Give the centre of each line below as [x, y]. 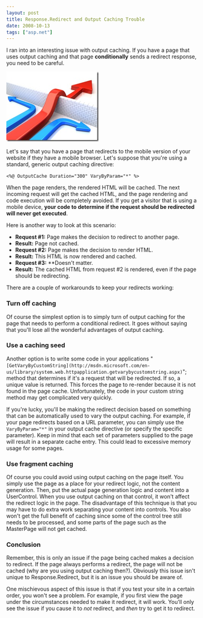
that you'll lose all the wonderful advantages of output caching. [85, 329]
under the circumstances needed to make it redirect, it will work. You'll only [100, 602]
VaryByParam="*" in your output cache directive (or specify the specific [95, 429]
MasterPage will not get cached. [47, 529]
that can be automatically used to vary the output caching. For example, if [98, 416]
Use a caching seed [36, 345]
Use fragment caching [40, 464]
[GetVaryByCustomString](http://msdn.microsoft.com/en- [78, 365]
